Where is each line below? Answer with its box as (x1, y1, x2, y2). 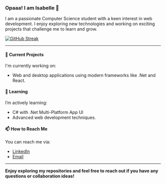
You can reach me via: (5, 139, 51, 145)
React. (12, 77, 26, 83)
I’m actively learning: (5, 100, 47, 106)
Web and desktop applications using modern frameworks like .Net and (12, 72, 156, 78)
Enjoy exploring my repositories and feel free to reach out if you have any (5, 168, 159, 174)
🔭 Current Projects (5, 51, 44, 57)
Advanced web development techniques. (12, 114, 96, 120)
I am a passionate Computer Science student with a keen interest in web (5, 16, 152, 22)
